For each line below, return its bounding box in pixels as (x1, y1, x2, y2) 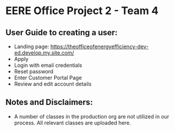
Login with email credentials (14, 62, 82, 69)
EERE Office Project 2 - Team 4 (5, 4, 159, 18)
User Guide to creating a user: (5, 28, 118, 38)
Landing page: (14, 43, 49, 50)
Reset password (14, 68, 54, 75)
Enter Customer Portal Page (14, 75, 82, 81)
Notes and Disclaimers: (5, 97, 93, 107)
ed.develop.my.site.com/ (14, 49, 74, 56)
